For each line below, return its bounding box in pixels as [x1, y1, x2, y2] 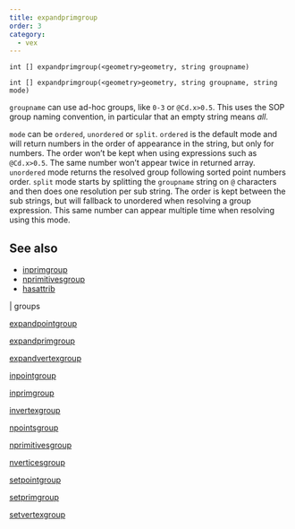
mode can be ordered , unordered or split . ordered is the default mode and [9, 129, 278, 140]
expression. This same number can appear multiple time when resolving [9, 205, 275, 216]
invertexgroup [9, 405, 61, 416]
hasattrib [21, 283, 55, 294]
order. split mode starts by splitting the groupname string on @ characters [9, 177, 277, 187]
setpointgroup [9, 474, 62, 485]
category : [9, 30, 46, 39]
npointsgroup [9, 422, 59, 433]
